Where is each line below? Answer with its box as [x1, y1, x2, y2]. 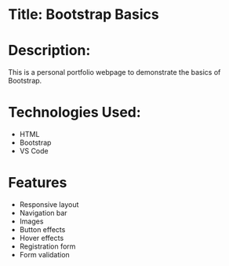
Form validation [19, 250, 71, 259]
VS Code [19, 146, 49, 156]
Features [8, 174, 67, 192]
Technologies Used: [8, 104, 141, 121]
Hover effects [19, 234, 64, 242]
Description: [8, 42, 91, 60]
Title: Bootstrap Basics [8, 6, 159, 24]
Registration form [19, 242, 76, 251]
